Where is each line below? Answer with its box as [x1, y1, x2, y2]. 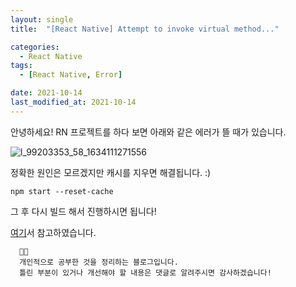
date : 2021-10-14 [10, 88, 83, 98]
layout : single [10, 14, 74, 25]
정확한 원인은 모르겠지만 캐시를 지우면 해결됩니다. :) [10, 166, 212, 178]
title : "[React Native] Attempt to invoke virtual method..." [10, 24, 280, 34]
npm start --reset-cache [10, 186, 114, 196]
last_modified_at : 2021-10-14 [10, 97, 137, 107]
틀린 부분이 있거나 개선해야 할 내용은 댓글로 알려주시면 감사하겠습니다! [19, 267, 272, 278]
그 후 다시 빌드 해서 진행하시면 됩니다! [10, 205, 157, 217]
